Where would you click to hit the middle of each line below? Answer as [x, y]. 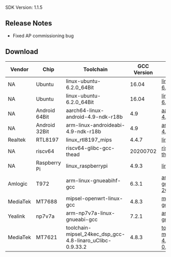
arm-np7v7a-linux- [91, 213]
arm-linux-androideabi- [95, 125]
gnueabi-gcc [82, 219]
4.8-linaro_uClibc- [89, 240]
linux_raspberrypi [87, 166]
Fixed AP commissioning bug [43, 36]
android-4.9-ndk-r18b [94, 117]
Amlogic [18, 184]
